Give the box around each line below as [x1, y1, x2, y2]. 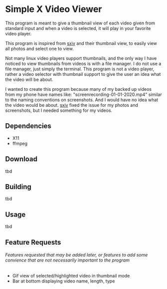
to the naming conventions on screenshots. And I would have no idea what [5, 96, 159, 103]
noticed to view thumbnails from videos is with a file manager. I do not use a [5, 60, 162, 66]
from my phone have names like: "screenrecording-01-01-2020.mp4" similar [5, 91, 162, 97]
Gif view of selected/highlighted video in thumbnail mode [12, 273, 130, 279]
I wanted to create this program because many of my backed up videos [5, 86, 152, 92]
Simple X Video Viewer [5, 3, 102, 15]
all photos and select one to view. [5, 45, 74, 51]
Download [5, 155, 37, 163]
